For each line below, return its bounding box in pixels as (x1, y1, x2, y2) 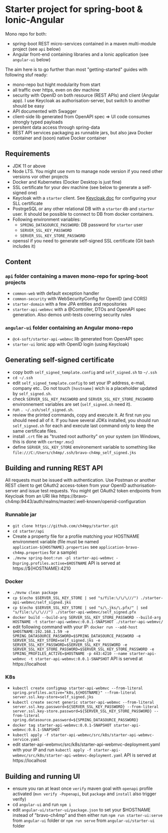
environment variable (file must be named (12, 538, 99, 544)
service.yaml (12, 737, 40, 742)
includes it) (12, 243, 36, 249)
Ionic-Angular (5, 14, 64, 26)
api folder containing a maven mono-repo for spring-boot (5, 273, 148, 280)
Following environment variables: (12, 216, 81, 222)
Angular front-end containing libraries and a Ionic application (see (12, 51, 149, 57)
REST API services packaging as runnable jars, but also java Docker (12, 129, 153, 135)
